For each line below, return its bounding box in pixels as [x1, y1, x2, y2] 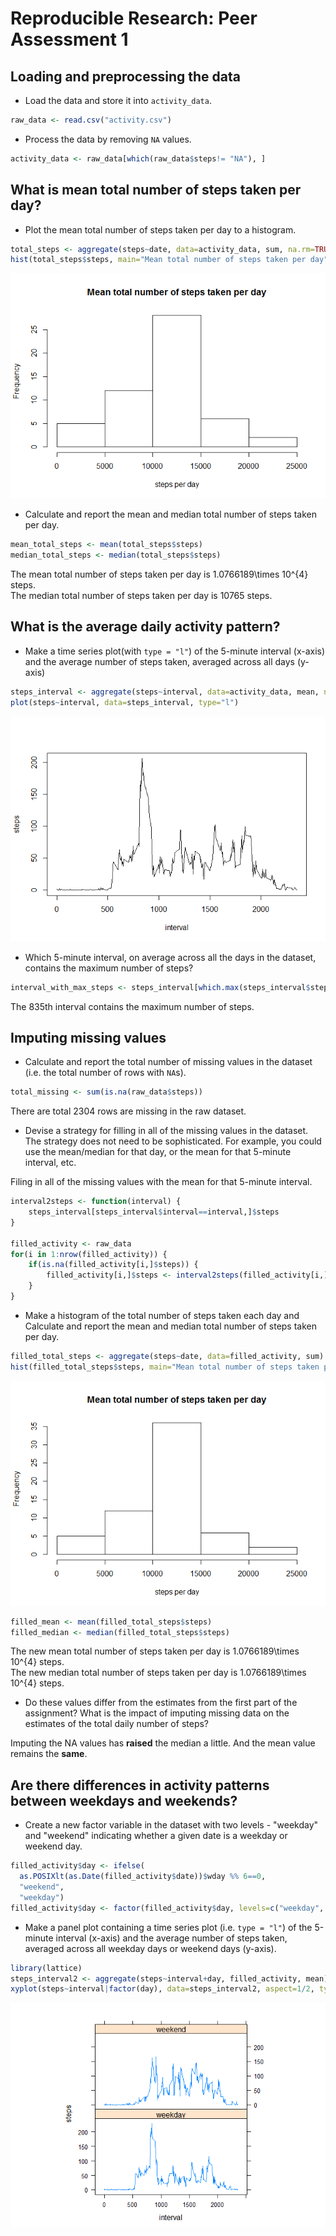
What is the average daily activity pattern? [10, 618, 281, 636]
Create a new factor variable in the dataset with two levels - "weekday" [24, 1819, 319, 1831]
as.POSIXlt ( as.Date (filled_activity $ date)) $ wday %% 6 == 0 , [19, 1872, 267, 1882]
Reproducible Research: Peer [10, 7, 258, 30]
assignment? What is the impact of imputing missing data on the [24, 1707, 290, 1719]
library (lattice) [10, 1963, 83, 1973]
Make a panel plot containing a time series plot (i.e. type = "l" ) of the [24, 1921, 313, 1933]
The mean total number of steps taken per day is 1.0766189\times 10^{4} [10, 568, 309, 581]
